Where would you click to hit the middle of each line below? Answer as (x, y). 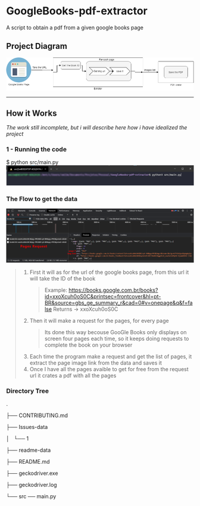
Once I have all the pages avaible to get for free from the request (109, 369)
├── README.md (28, 462)
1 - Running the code (37, 149)
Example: (56, 290)
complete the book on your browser (88, 345)
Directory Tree (28, 391)
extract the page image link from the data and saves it (96, 363)
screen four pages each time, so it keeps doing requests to (117, 339)
